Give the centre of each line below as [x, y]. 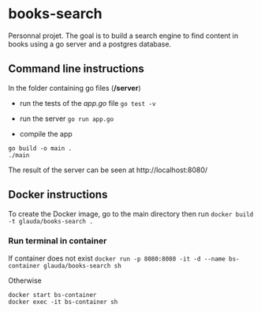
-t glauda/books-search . [50, 221]
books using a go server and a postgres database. [90, 43]
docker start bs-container [52, 295]
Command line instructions [76, 69]
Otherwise [25, 280]
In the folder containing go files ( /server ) [75, 88]
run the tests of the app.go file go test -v [88, 103]
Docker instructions [58, 195]
